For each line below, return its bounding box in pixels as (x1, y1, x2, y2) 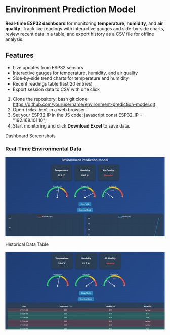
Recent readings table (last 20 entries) (12, 80, 93, 87)
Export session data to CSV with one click (12, 86, 100, 92)
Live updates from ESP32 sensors (12, 64, 83, 70)
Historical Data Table (5, 241, 49, 247)
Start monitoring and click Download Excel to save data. (12, 122, 131, 129)
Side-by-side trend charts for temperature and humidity (12, 75, 129, 81)
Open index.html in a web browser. (12, 106, 87, 112)
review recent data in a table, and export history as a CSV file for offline (5, 31, 154, 37)
